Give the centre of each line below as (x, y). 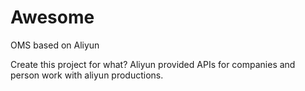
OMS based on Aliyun (55, 45)
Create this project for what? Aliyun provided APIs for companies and (153, 64)
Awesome (52, 17)
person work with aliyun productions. (87, 75)
